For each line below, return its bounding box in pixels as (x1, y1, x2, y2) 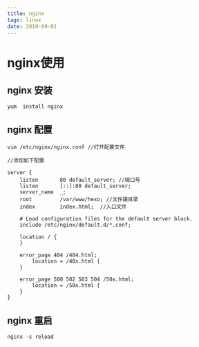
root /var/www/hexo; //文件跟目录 (19, 196, 138, 203)
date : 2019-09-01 (7, 23, 57, 30)
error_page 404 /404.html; (19, 252, 97, 259)
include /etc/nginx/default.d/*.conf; (19, 222, 131, 229)
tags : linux (7, 17, 41, 24)
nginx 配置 (7, 124, 53, 135)
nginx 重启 (7, 315, 53, 326)
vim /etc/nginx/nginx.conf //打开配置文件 (7, 144, 125, 151)
